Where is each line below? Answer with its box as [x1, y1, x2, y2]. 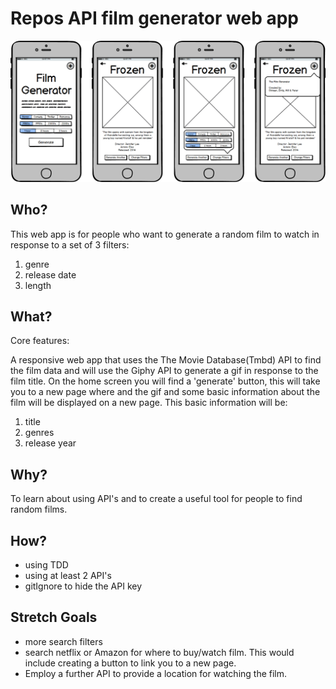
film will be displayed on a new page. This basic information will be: [10, 397, 288, 409]
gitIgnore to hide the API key [24, 580, 143, 592]
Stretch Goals [10, 609, 98, 626]
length [24, 279, 52, 291]
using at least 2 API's [24, 570, 112, 582]
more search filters [24, 635, 103, 647]
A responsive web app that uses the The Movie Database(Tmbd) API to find [10, 354, 322, 366]
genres [24, 427, 55, 439]
